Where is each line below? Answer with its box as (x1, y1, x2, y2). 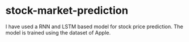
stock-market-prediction (5, 4, 129, 17)
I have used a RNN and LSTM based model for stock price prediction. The (5, 23, 184, 30)
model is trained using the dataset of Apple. (5, 29, 111, 36)
